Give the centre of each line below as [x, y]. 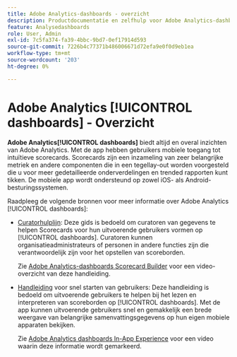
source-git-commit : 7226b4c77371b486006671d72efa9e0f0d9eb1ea [101, 47]
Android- [198, 180]
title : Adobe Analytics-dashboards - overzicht [79, 14]
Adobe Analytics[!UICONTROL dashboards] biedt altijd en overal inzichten [117, 142]
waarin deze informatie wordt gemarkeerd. [80, 346]
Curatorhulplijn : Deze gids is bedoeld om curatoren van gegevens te [117, 222]
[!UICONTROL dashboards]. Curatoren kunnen [85, 237]
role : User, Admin [34, 34]
